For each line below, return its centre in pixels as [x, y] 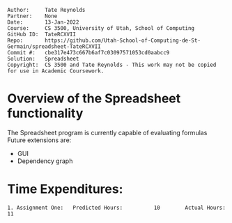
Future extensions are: [39, 140]
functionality [45, 113]
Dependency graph [45, 161]
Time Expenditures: [65, 189]
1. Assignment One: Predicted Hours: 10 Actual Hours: [117, 208]
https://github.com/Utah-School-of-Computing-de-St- [122, 40]
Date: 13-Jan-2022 [43, 22]
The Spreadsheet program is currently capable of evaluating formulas [107, 132]
